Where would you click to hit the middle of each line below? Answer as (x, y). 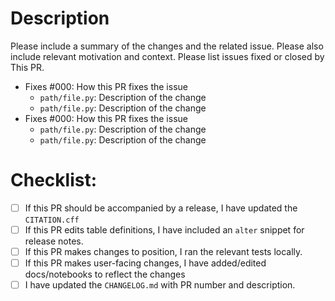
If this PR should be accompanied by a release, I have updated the (161, 208)
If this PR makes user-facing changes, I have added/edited (145, 263)
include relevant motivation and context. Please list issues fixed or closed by (167, 56)
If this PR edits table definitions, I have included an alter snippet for (164, 229)
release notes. (54, 241)
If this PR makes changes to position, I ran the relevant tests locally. (163, 251)
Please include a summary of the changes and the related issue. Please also (167, 46)
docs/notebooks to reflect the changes (105, 274)
